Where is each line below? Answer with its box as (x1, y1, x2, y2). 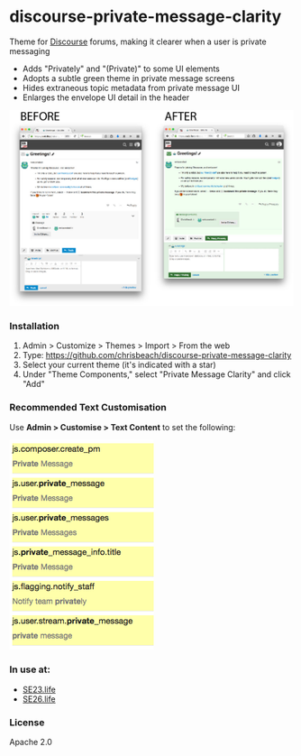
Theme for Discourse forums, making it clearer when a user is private (9, 36, 268, 47)
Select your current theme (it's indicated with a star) (22, 359, 216, 371)
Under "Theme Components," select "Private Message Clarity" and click (22, 369, 291, 380)
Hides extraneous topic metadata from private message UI (22, 82, 241, 93)
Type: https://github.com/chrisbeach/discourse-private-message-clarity (22, 350, 292, 361)
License (9, 715, 45, 728)
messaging (9, 45, 50, 56)
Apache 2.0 (9, 737, 52, 748)
